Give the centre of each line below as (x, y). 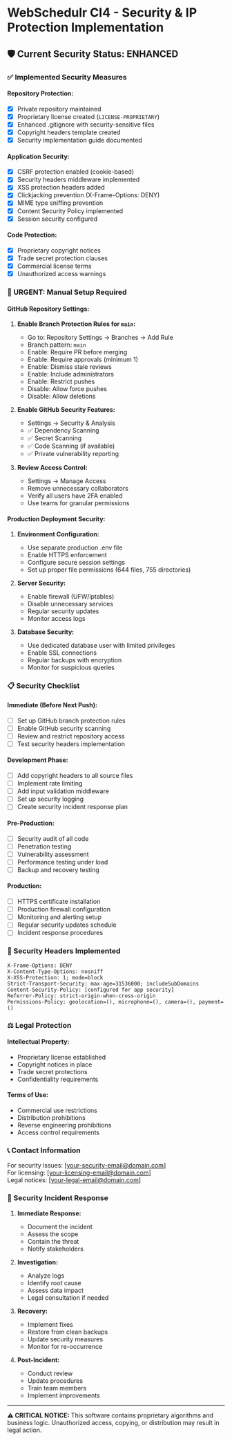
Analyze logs (46, 1276)
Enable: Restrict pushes (61, 381)
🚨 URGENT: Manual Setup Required (67, 292)
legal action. (25, 1430)
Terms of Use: (28, 1095)
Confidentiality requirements (58, 1079)
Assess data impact (56, 1290)
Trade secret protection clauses (62, 258)
